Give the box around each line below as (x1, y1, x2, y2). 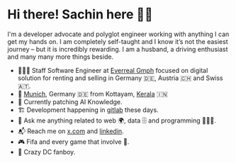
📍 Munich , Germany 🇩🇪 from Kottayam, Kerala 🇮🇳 (17, 89, 168, 98)
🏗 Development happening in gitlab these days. (17, 106, 159, 114)
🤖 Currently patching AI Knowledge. (17, 97, 123, 106)
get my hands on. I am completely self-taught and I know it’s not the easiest (7, 37, 228, 45)
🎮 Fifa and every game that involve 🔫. (17, 137, 130, 146)
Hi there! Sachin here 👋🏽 (7, 6, 154, 23)
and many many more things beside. (7, 52, 114, 61)
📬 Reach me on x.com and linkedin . (17, 127, 124, 135)
